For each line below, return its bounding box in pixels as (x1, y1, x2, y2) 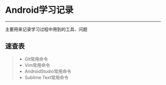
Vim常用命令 (24, 62, 50, 68)
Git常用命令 (24, 56, 48, 62)
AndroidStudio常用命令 (24, 68, 72, 74)
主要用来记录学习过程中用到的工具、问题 (5, 26, 87, 32)
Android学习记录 (5, 4, 74, 16)
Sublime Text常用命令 (24, 74, 69, 80)
